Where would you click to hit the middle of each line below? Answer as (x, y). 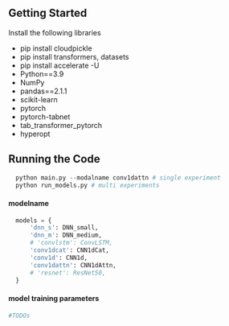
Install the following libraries (55, 32)
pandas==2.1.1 (43, 91)
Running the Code (54, 159)
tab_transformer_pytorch (61, 125)
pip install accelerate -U (59, 65)
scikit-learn (39, 99)
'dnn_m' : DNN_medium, (66, 235)
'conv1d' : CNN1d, (59, 258)
